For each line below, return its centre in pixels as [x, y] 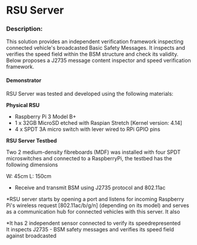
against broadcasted [31, 236]
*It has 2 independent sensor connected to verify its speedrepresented [93, 223]
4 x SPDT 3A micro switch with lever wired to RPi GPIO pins [88, 129]
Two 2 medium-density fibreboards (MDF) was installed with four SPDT [93, 152]
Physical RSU [23, 105]
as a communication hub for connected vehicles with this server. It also [93, 211]
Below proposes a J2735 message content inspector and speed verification [99, 60]
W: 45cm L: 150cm [29, 176]
